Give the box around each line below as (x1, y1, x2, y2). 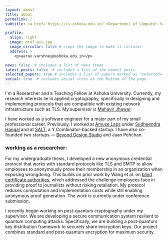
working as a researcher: (5, 144, 67, 151)
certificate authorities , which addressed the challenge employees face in (5, 177, 155, 183)
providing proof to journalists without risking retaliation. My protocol (5, 182, 145, 188)
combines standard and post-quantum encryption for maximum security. (5, 229, 155, 235)
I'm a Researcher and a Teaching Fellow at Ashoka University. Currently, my (5, 90, 161, 96)
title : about (5, 12, 32, 17)
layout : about (5, 7, 35, 12)
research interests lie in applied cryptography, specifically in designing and (5, 95, 160, 101)
